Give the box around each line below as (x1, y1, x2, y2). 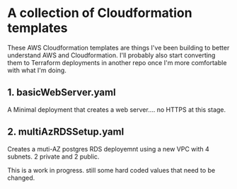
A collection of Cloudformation (7, 5, 192, 21)
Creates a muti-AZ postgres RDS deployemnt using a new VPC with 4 (7, 144, 210, 153)
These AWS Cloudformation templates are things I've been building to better (7, 43, 230, 52)
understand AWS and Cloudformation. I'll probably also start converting (7, 51, 216, 59)
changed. (7, 173, 35, 182)
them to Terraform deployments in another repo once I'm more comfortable (7, 58, 227, 67)
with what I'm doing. (7, 66, 67, 74)
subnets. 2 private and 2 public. (7, 152, 100, 161)
